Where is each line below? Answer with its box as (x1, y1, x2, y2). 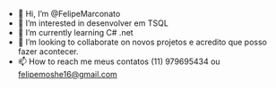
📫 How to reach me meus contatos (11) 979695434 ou (17, 56, 221, 67)
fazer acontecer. (17, 46, 79, 57)
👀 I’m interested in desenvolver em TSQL (17, 18, 168, 28)
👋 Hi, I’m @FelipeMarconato (17, 9, 121, 19)
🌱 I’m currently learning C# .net (17, 28, 134, 37)
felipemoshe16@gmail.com (17, 69, 118, 79)
